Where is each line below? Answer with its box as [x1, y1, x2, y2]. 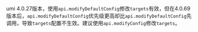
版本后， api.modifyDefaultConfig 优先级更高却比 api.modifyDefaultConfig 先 [6, 12, 192, 19]
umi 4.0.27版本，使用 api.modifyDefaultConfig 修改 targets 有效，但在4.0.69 [6, 5, 191, 12]
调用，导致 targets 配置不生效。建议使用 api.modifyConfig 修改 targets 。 [6, 20, 181, 26]
